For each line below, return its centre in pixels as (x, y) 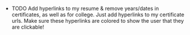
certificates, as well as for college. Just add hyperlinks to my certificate (98, 15)
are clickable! (28, 27)
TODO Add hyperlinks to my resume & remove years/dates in (85, 8)
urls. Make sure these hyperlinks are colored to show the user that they (98, 21)
